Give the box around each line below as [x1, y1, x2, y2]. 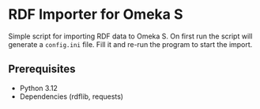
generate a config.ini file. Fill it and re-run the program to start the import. [8, 39, 253, 49]
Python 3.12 [19, 83, 58, 93]
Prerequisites [8, 63, 76, 76]
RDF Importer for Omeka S [8, 5, 183, 24]
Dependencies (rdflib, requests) [19, 92, 124, 101]
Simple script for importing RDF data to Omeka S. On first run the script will [8, 31, 253, 41]
